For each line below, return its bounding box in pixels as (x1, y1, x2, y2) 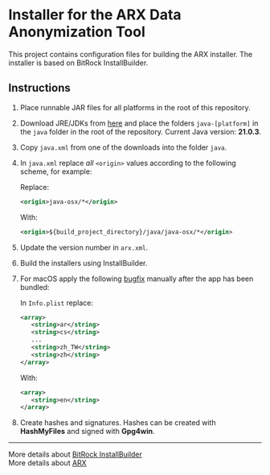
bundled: (19, 282, 50, 291)
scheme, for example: (19, 167, 92, 176)
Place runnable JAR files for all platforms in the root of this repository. (19, 102, 251, 112)
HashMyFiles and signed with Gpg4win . (19, 427, 155, 436)
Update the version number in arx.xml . (19, 242, 149, 252)
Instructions (8, 81, 71, 95)
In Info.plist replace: (19, 298, 94, 308)
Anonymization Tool (8, 23, 146, 41)
